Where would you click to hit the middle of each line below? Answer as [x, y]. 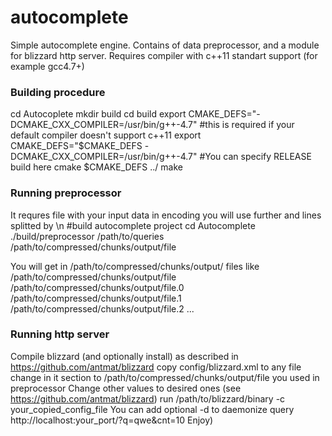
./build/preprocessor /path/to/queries [87, 236]
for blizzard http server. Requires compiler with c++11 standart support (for [164, 55]
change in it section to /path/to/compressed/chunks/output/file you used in [165, 377]
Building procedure [58, 92]
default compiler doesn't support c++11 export [106, 135]
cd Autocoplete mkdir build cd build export [98, 114]
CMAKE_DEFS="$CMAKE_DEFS [76, 146]
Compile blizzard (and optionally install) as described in [124, 356]
